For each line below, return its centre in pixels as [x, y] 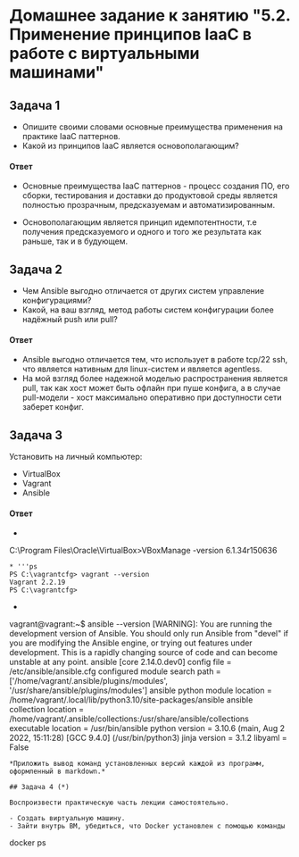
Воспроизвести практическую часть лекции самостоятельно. [119, 803]
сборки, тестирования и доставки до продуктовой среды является [150, 196]
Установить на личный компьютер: [76, 457]
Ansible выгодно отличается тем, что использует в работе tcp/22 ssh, [155, 360]
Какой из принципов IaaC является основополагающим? [130, 146]
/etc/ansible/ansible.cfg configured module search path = [115, 671]
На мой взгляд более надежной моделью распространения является [155, 379]
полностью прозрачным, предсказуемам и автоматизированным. [148, 205]
